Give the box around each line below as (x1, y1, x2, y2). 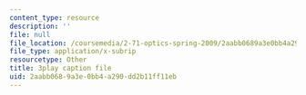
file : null (9, 30, 51, 39)
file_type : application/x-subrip (9, 47, 137, 56)
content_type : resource (9, 13, 100, 23)
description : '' (9, 22, 71, 31)
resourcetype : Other (9, 55, 88, 64)
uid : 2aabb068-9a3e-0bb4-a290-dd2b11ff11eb (9, 72, 178, 81)
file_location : (9, 38, 67, 48)
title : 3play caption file (9, 64, 112, 73)
